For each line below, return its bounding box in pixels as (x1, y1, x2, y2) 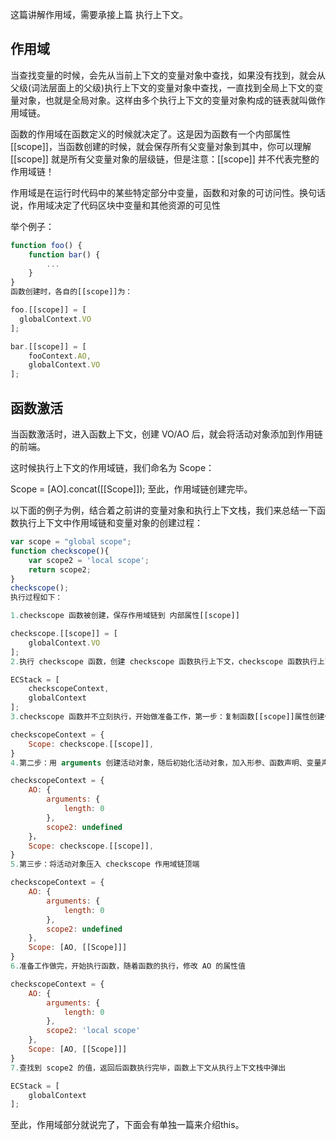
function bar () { (28, 249, 101, 260)
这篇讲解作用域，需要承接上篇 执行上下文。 (10, 9, 188, 20)
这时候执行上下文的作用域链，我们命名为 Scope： (10, 462, 215, 473)
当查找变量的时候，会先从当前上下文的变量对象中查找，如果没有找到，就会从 (10, 69, 326, 81)
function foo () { (10, 240, 83, 250)
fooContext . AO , (28, 351, 92, 361)
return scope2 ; (28, 564, 92, 575)
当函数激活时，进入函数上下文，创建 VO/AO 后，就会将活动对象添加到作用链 (10, 428, 323, 440)
